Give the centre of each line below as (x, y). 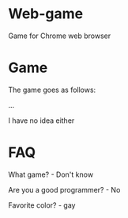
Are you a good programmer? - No (64, 189)
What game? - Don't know (51, 174)
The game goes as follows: (52, 90)
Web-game (46, 14)
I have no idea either (41, 120)
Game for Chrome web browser (60, 36)
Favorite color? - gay (42, 205)
